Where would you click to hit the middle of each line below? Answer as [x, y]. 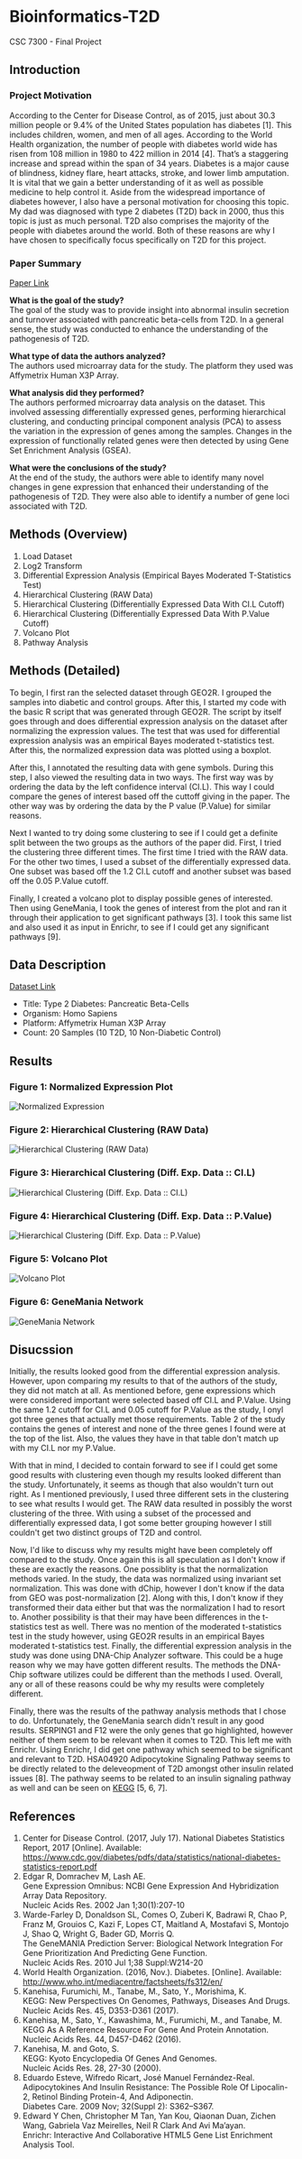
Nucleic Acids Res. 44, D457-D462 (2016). [102, 2039]
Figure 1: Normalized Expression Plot [92, 1087]
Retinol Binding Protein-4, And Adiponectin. [113, 2097]
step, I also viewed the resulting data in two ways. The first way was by [142, 776]
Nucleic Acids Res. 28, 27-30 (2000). [92, 2068]
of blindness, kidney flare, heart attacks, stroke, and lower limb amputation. [149, 172]
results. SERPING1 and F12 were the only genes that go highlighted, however [151, 1731]
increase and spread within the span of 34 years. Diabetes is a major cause [150, 163]
